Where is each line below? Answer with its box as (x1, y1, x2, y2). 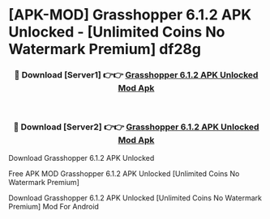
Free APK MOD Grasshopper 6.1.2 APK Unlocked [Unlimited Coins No (8, 168, 240, 179)
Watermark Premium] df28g (8, 40, 201, 58)
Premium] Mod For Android (8, 201, 100, 211)
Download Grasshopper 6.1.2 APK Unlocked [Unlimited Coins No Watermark (8, 192, 262, 203)
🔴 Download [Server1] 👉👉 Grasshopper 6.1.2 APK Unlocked (14, 69, 259, 81)
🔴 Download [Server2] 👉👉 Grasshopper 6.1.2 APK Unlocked (13, 121, 259, 133)
